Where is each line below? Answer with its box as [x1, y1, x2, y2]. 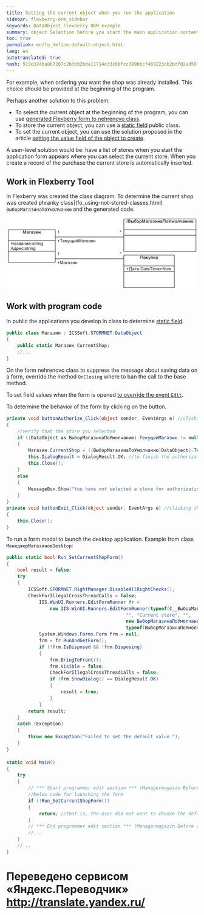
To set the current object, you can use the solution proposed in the [15, 128, 182, 135]
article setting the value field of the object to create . [15, 134, 145, 142]
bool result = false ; [17, 567, 72, 574]
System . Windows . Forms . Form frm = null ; [38, 631, 140, 637]
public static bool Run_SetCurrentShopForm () [6, 554, 123, 560]
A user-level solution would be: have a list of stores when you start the [6, 146, 183, 153]
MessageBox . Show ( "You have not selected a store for [28, 486, 165, 492]
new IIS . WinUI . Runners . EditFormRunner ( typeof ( [49, 605, 170, 612]
